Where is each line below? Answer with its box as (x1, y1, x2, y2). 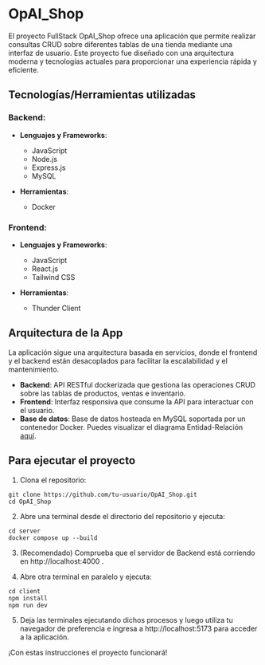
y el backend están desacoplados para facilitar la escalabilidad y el (8, 356, 228, 365)
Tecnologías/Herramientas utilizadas (8, 89, 197, 102)
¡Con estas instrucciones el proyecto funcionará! (8, 647, 168, 657)
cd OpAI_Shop (8, 498, 52, 506)
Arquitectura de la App (8, 326, 123, 340)
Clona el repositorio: (19, 475, 87, 485)
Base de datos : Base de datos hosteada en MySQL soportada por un (19, 414, 246, 423)
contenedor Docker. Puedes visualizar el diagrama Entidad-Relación (19, 422, 244, 431)
